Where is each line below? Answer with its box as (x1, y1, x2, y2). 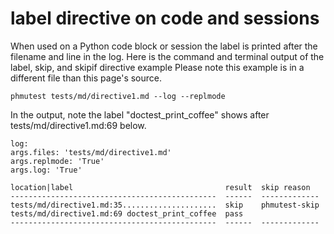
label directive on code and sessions (10, 7, 320, 30)
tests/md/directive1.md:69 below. (10, 119, 147, 131)
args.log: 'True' (10, 165, 83, 175)
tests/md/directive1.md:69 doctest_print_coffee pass (10, 208, 244, 219)
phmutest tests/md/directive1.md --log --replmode (10, 91, 226, 101)
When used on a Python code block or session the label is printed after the (10, 40, 318, 52)
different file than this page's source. (10, 72, 163, 84)
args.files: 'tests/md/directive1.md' (10, 147, 172, 157)
